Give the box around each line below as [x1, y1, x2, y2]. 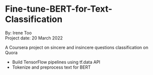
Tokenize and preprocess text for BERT [12, 64, 91, 70]
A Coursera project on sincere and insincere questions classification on [5, 44, 149, 50]
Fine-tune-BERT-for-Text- [5, 3, 113, 15]
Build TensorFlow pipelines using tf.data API [12, 59, 101, 65]
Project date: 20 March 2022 [5, 35, 63, 41]
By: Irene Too [5, 30, 32, 36]
